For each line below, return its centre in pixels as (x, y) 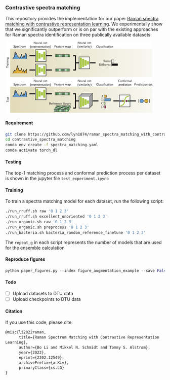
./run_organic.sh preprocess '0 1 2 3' (47, 227)
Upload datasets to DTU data (43, 294)
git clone (16, 134)
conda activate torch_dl (31, 150)
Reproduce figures (25, 259)
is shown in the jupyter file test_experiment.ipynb (57, 179)
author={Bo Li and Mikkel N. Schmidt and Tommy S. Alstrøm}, (84, 348)
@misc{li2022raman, (26, 332)
